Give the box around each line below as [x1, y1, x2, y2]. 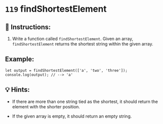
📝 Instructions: [5, 23, 51, 31]
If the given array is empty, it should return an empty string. [12, 113, 132, 119]
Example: [5, 55, 34, 63]
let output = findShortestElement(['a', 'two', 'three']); [5, 68, 128, 73]
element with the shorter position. [12, 103, 81, 109]
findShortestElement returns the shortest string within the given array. [12, 41, 154, 47]
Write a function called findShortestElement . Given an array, [12, 36, 133, 41]
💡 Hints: [5, 85, 30, 94]
